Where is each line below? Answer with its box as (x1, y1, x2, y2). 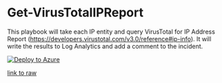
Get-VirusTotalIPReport (7, 5, 143, 21)
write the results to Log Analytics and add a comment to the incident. (7, 42, 203, 50)
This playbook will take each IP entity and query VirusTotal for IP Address (7, 27, 216, 36)
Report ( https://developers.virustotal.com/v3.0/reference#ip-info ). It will (7, 34, 212, 43)
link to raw (7, 69, 37, 77)
